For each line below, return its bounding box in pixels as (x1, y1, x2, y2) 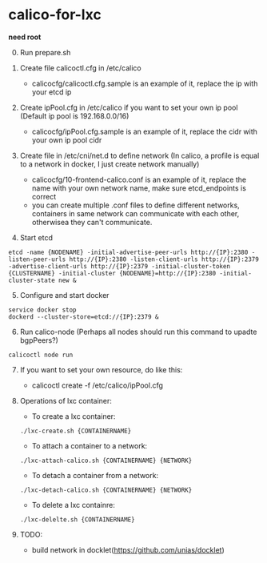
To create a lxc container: (31, 411, 116, 421)
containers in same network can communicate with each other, (31, 208, 240, 218)
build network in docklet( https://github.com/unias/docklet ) (31, 545, 225, 554)
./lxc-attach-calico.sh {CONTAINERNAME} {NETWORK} (19, 456, 193, 464)
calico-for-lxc (8, 6, 102, 24)
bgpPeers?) (19, 335, 58, 345)
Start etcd (19, 232, 54, 242)
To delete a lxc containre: (31, 500, 116, 509)
